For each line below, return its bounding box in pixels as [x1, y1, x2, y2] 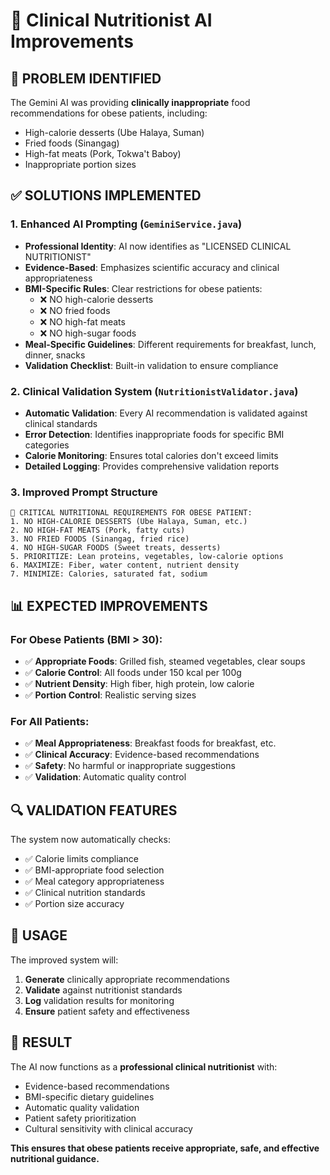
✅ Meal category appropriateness [24, 875, 165, 888]
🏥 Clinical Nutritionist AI [10, 9, 213, 32]
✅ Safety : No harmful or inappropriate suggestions [24, 760, 236, 772]
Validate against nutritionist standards [24, 984, 183, 996]
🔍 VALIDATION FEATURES [10, 802, 178, 819]
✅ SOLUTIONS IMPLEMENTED [10, 187, 202, 204]
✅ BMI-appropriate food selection [24, 864, 165, 876]
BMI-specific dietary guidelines [24, 1090, 155, 1103]
